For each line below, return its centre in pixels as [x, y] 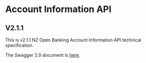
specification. [20, 45]
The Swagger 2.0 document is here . [43, 55]
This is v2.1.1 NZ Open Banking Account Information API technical [73, 40]
